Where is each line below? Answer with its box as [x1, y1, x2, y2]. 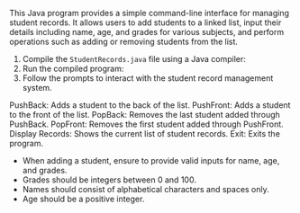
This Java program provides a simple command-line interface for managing [9, 8, 290, 18]
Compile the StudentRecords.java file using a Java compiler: [22, 54, 246, 64]
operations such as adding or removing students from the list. [9, 36, 239, 47]
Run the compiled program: [22, 63, 124, 74]
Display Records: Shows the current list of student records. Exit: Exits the [9, 129, 281, 138]
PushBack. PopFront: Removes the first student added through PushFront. [9, 119, 284, 129]
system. [22, 83, 52, 93]
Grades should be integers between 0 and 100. [22, 174, 196, 185]
